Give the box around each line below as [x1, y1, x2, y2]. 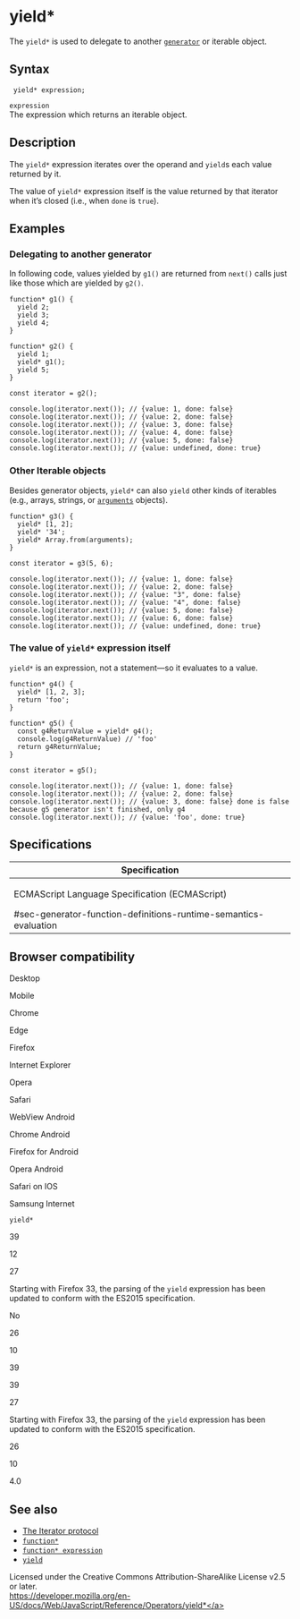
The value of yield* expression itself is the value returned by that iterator [9, 185, 279, 196]
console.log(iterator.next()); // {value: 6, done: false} [9, 613, 234, 623]
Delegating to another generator [9, 248, 152, 260]
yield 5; [17, 365, 50, 375]
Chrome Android [9, 1129, 71, 1140]
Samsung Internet [9, 1198, 75, 1209]
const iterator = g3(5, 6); [9, 558, 114, 567]
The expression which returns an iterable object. [9, 109, 187, 120]
